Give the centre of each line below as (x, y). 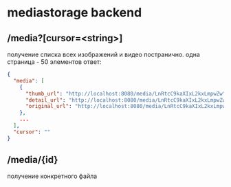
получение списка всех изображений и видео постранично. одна (104, 54)
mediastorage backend (75, 13)
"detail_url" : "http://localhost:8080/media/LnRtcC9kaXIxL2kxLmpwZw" (127, 100)
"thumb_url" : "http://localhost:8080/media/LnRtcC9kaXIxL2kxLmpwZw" (125, 93)
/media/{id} (33, 160)
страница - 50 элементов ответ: (54, 62)
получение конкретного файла (52, 176)
